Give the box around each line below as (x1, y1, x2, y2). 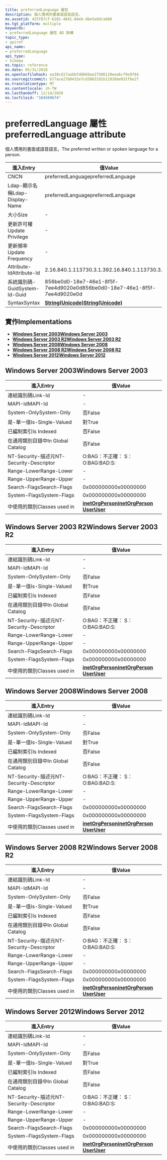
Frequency (7, 255, 33, 262)
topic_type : (5, 35, 30, 40)
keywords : (5, 26, 26, 31)
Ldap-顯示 (7, 182, 33, 189)
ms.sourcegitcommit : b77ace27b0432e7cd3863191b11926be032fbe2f (5, 77, 139, 82)
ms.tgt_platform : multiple (5, 21, 61, 26)
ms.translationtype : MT (5, 81, 55, 86)
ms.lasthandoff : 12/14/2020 (5, 91, 64, 96)
